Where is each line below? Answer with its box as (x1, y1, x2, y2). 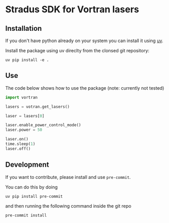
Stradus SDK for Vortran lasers (5, 4, 139, 15)
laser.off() (5, 146, 31, 151)
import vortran (5, 95, 38, 100)
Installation (5, 24, 42, 33)
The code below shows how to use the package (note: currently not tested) (5, 85, 164, 91)
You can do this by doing (5, 184, 58, 190)
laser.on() (5, 137, 29, 142)
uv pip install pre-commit (5, 194, 63, 199)
